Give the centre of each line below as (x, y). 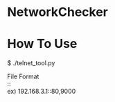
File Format (23, 76)
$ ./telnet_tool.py (31, 63)
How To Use (42, 44)
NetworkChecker (58, 12)
